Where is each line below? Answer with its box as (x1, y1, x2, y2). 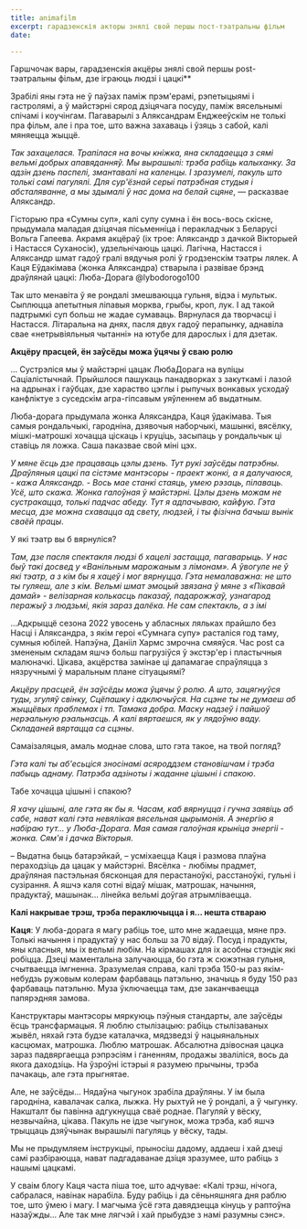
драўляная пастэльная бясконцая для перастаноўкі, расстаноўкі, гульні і (10, 870, 296, 881)
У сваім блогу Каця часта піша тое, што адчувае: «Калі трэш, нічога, (10, 1181, 278, 1192)
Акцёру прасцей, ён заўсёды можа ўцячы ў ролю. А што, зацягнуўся (10, 684, 281, 695)
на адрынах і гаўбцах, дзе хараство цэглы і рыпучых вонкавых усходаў (10, 383, 290, 394)
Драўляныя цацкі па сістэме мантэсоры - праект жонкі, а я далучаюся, (10, 467, 293, 478)
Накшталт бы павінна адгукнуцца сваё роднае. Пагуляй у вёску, (10, 1106, 262, 1117)
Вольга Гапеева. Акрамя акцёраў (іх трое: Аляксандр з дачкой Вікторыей (10, 233, 298, 244)
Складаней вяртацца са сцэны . (10, 723, 135, 734)
